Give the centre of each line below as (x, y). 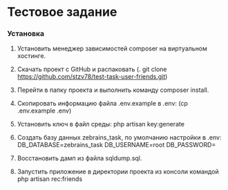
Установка (26, 34)
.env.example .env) (44, 111)
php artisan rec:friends (50, 179)
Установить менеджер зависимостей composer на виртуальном (112, 48)
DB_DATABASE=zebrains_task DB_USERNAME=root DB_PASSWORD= (116, 145)
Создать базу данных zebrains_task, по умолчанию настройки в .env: (119, 137)
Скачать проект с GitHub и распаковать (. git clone (92, 69)
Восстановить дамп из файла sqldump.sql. (79, 158)
